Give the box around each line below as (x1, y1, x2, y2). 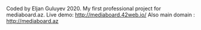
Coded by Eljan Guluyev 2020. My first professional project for (6, 5, 161, 12)
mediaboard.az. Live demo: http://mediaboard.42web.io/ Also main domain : (6, 11, 196, 18)
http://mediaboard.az (6, 18, 59, 24)
